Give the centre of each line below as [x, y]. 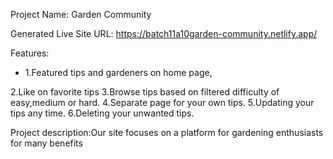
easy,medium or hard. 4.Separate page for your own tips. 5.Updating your [162, 102]
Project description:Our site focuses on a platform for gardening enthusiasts [167, 132]
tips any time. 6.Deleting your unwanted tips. [102, 113]
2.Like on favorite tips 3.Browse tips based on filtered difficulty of [145, 92]
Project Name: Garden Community [81, 14]
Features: [30, 53]
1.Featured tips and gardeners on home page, [118, 72]
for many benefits [46, 143]
